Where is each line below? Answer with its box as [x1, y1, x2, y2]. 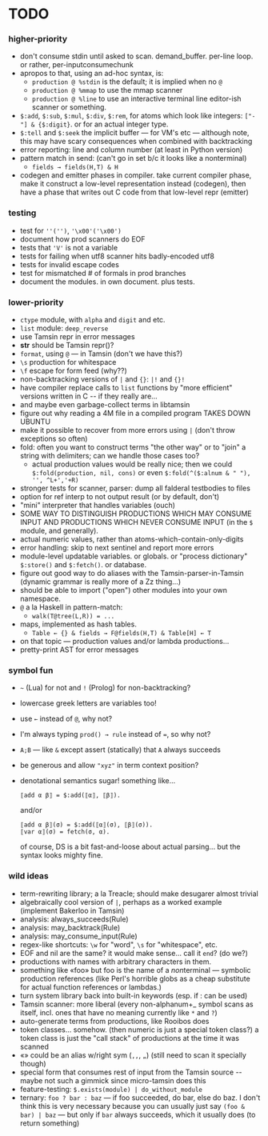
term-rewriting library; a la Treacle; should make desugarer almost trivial [19, 889, 258, 898]
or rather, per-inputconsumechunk [19, 60, 134, 70]
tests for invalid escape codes [19, 259, 120, 269]
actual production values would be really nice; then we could [31, 459, 233, 469]
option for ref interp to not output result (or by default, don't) [19, 492, 220, 502]
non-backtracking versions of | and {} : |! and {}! [19, 374, 186, 384]
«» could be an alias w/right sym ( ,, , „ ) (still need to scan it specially [19, 1050, 246, 1060]
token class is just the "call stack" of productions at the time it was [19, 1033, 240, 1042]
